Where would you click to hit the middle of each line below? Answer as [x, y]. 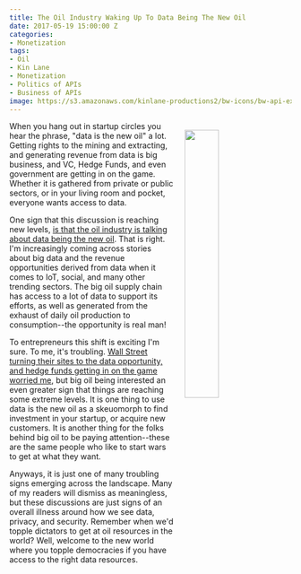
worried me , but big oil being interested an [87, 380]
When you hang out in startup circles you [85, 126]
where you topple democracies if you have [88, 550]
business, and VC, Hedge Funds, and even [88, 165]
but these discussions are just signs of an [86, 502]
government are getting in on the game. [82, 174]
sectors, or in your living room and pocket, [87, 193]
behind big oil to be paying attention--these [90, 438]
